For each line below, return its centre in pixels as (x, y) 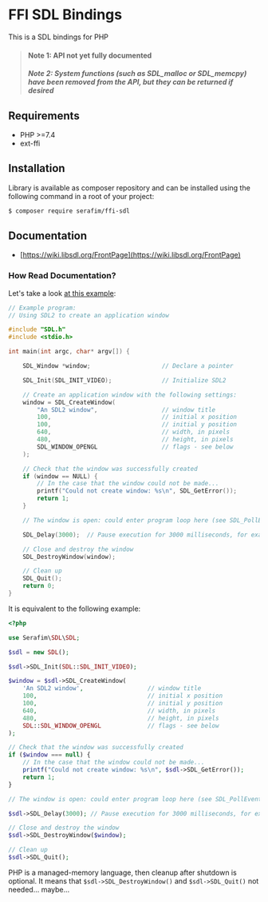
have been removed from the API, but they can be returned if (130, 82)
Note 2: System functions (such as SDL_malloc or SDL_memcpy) (137, 74)
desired (41, 90)
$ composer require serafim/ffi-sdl (69, 211)
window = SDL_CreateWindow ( (69, 402)
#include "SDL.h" (37, 329)
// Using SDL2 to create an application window (89, 315)
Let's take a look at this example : (62, 293)
